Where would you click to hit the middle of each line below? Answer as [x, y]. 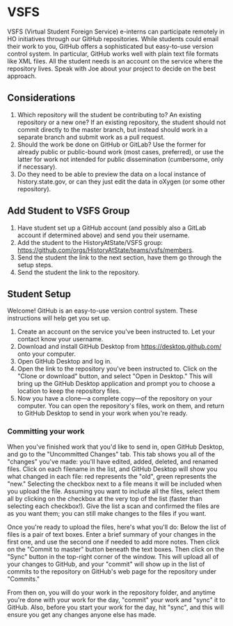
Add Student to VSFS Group [69, 211]
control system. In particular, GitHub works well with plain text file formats [113, 54]
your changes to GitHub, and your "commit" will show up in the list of [106, 564]
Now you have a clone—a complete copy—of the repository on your [115, 398]
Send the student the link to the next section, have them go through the [119, 257]
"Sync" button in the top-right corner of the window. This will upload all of [113, 556]
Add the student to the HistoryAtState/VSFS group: [90, 242]
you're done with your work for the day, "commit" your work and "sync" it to [116, 599]
